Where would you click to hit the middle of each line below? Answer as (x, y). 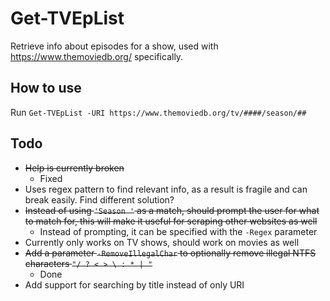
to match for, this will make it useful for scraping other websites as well (171, 221)
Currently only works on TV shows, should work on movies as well (162, 242)
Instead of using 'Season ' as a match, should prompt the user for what (172, 210)
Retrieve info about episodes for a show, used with (114, 46)
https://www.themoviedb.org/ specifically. (97, 56)
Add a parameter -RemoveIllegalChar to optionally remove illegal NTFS (170, 253)
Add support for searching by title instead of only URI (134, 284)
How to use (46, 88)
